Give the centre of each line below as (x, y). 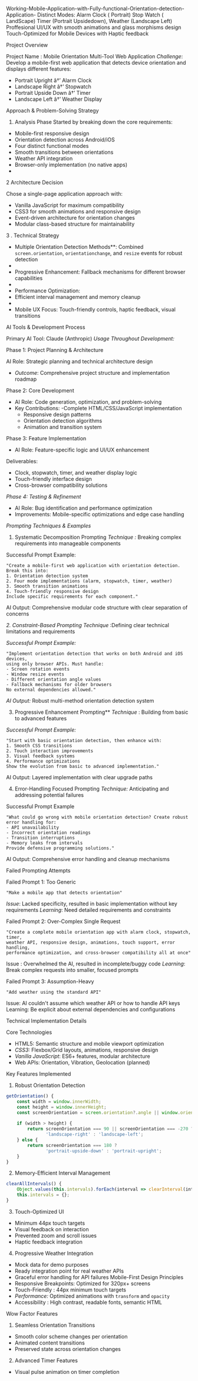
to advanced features (41, 718)
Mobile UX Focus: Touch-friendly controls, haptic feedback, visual (95, 309)
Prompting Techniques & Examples (49, 526)
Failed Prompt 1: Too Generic (41, 882)
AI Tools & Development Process (46, 327)
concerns (18, 614)
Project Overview (27, 45)
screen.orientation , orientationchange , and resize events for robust (98, 253)
